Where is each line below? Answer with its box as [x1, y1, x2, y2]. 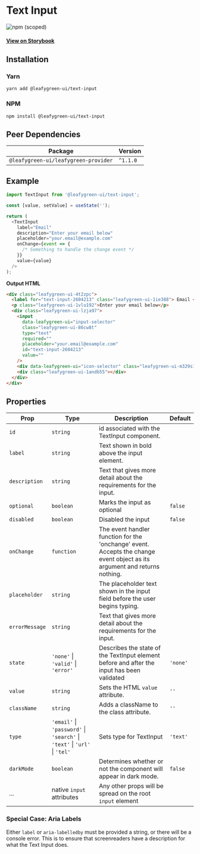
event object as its [99, 555, 150, 563]
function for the [99, 533, 143, 541]
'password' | [51, 725, 86, 733]
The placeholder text [99, 580, 157, 588]
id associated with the [99, 425, 161, 433]
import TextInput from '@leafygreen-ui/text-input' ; [6, 192, 140, 198]
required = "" [21, 336, 52, 342]
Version [118, 147, 142, 155]
